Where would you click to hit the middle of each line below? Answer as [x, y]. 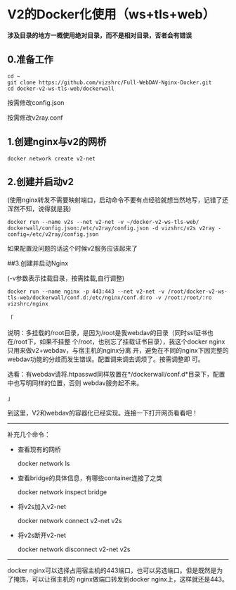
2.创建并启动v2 [41, 181]
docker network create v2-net [52, 158]
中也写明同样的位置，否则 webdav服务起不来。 [75, 383]
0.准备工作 [31, 59]
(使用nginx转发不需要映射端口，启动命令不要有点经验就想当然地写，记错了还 [118, 200]
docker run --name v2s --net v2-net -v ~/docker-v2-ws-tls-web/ [103, 222]
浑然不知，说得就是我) [39, 209]
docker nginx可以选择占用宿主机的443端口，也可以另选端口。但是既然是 [112, 570]
